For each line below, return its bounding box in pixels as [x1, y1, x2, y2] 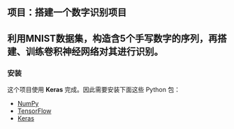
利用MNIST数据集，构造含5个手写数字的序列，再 [7, 32, 218, 44]
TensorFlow [17, 107, 52, 115]
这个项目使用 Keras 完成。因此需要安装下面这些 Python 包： [7, 86, 180, 94]
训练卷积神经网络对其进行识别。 [25, 45, 163, 57]
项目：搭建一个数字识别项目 [7, 6, 127, 19]
